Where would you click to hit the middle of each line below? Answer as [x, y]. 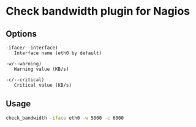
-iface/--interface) [32, 48]
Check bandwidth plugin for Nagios [98, 11]
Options [21, 34]
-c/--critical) [25, 80]
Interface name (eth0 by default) [58, 53]
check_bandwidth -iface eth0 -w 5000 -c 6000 [65, 118]
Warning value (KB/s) [41, 69]
